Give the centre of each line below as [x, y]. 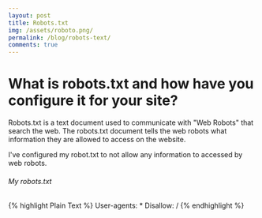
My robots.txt [30, 181]
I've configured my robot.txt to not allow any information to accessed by [125, 155]
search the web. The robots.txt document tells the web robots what [118, 131]
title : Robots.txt [38, 23]
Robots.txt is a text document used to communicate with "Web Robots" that [131, 122]
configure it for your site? [93, 101]
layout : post [30, 15]
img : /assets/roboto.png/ [51, 30]
